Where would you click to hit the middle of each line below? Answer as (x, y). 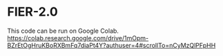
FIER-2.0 (33, 12)
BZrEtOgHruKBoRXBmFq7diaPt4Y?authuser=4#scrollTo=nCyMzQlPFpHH (111, 45)
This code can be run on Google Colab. (63, 31)
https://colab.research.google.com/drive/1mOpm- (78, 38)
